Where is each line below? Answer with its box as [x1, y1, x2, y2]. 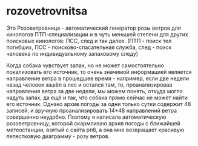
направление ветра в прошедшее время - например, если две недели [6, 75, 190, 82]
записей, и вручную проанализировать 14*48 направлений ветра [6, 107, 177, 114]
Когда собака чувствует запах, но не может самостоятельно [6, 62, 165, 69]
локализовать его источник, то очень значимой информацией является [6, 68, 192, 75]
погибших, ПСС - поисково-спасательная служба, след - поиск [6, 44, 172, 51]
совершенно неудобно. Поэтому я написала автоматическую [6, 113, 167, 121]
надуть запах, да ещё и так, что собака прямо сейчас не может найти [6, 94, 188, 101]
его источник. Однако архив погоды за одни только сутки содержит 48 [6, 100, 191, 107]
